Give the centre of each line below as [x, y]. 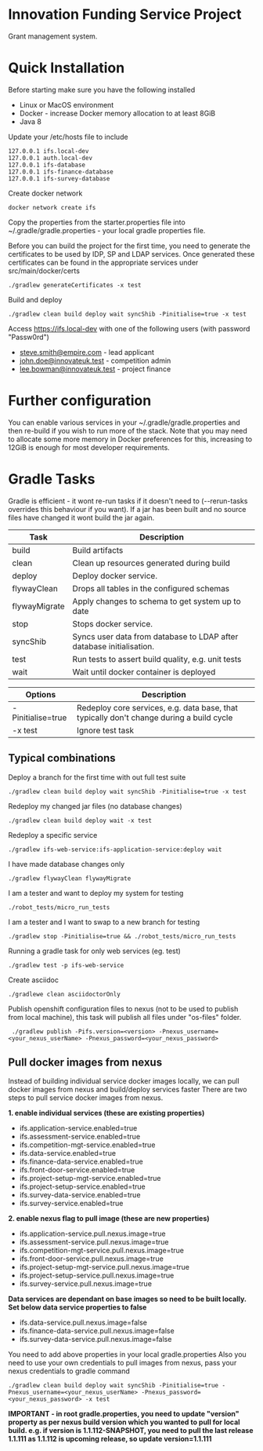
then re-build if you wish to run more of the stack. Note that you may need [128, 430]
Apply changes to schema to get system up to [157, 601]
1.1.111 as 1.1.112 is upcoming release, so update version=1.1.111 [110, 1439]
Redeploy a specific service [53, 835]
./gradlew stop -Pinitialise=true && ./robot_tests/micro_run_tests [122, 936]
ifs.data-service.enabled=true [67, 1153]
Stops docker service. [113, 623]
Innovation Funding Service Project [125, 15]
